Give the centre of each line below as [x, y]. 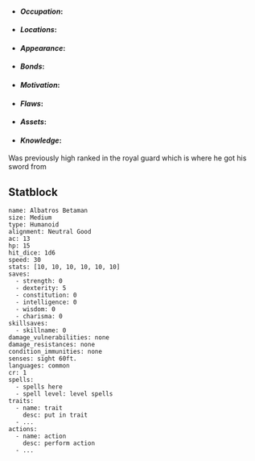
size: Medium [30, 218]
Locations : [39, 30]
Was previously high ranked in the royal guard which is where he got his [127, 158]
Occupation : [41, 11]
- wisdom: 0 [36, 309]
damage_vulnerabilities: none [59, 338]
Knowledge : [41, 140]
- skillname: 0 [41, 330]
